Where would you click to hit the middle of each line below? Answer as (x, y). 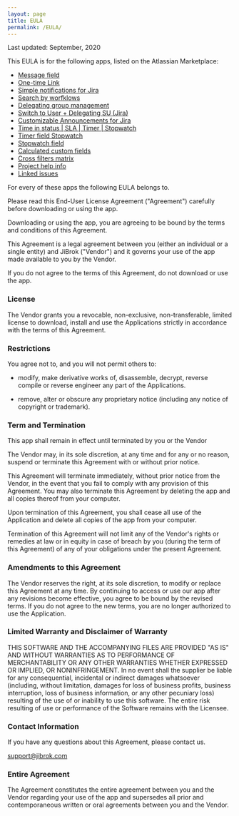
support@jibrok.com (37, 756)
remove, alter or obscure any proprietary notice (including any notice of (123, 399)
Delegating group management (63, 106)
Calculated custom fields (54, 151)
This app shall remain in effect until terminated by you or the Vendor (107, 441)
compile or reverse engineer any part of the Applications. (102, 385)
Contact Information (44, 726)
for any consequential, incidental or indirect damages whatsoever (104, 678)
